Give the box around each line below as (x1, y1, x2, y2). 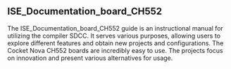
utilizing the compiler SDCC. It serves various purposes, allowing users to (7, 31, 220, 40)
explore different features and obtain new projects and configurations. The (7, 38, 224, 47)
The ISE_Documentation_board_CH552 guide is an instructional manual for (7, 24, 224, 32)
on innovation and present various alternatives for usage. (7, 54, 173, 62)
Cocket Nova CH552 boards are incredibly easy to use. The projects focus (7, 46, 223, 54)
